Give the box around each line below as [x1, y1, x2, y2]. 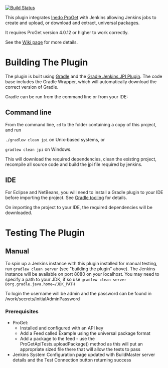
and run [5, 127, 22, 133]
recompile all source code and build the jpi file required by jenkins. [5, 161, 143, 167]
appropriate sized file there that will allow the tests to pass [20, 346, 140, 352]
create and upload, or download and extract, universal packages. [5, 20, 140, 26]
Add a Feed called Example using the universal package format [20, 330, 150, 336]
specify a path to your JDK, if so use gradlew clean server [5, 276, 127, 282]
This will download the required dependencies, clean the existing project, [5, 156, 157, 162]
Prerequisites [5, 308, 39, 315]
